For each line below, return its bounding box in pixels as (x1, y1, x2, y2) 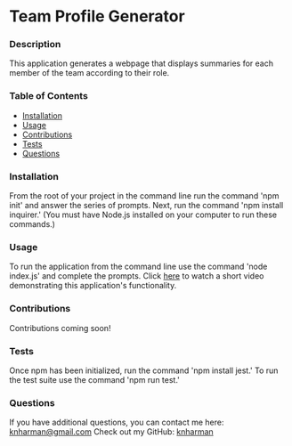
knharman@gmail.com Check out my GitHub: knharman (9, 426, 214, 437)
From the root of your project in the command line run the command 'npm (9, 191, 280, 201)
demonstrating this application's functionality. (9, 280, 177, 291)
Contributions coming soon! (9, 322, 111, 333)
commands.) (9, 219, 56, 230)
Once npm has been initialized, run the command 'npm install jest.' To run (9, 365, 279, 376)
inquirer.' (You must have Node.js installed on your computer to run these (9, 209, 278, 220)
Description (9, 38, 61, 51)
